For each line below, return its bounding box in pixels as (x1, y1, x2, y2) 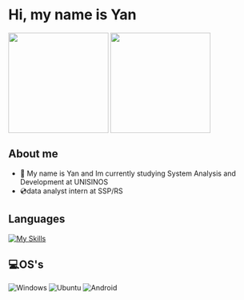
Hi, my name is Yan (8, 6, 137, 24)
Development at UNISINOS (19, 176, 109, 186)
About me (8, 147, 58, 161)
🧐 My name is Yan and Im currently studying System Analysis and (19, 168, 236, 178)
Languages (8, 213, 66, 226)
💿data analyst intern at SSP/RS (19, 186, 124, 196)
